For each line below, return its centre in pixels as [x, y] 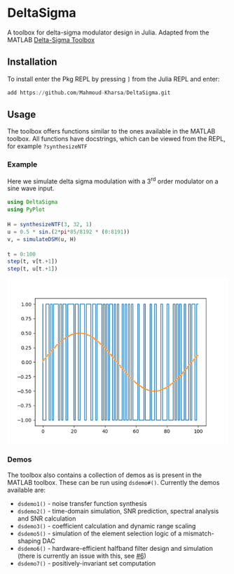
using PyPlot [26, 210]
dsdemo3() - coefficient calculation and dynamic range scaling [106, 526]
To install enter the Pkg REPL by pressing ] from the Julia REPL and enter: [113, 79]
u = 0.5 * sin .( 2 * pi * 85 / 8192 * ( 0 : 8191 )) [69, 232]
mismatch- [199, 533]
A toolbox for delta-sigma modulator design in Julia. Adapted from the [108, 32]
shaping [29, 541]
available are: [27, 490]
